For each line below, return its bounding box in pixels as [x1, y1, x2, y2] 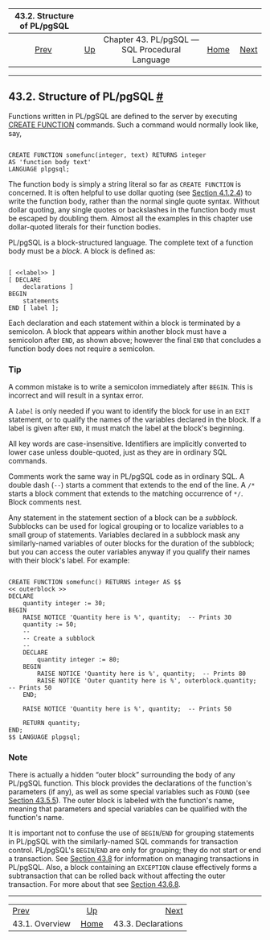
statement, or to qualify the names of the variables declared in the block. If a [8, 414, 261, 425]
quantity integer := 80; [37, 656, 121, 664]
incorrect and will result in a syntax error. [8, 390, 144, 401]
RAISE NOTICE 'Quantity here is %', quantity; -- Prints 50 [22, 705, 231, 713]
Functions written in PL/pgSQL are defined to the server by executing [8, 111, 238, 121]
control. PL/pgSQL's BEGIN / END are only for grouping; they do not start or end [8, 845, 261, 855]
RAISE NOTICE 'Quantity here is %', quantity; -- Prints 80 [37, 670, 247, 678]
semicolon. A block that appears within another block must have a [8, 326, 227, 336]
